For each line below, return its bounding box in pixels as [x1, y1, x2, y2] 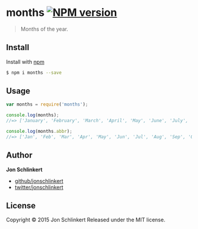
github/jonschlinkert [14, 177, 64, 184]
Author [6, 151, 32, 161]
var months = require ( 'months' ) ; [6, 102, 88, 107]
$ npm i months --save [6, 70, 62, 76]
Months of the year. [20, 25, 68, 32]
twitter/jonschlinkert [14, 184, 64, 191]
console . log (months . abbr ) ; [6, 129, 72, 135]
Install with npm [6, 58, 45, 65]
